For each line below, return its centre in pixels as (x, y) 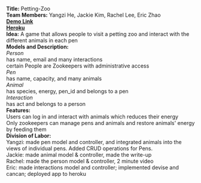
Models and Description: (37, 47)
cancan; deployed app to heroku (46, 174)
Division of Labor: (29, 136)
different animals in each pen (42, 40)
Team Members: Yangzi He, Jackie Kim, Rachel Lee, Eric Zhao (83, 15)
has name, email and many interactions (54, 60)
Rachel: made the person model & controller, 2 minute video (80, 161)
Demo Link (20, 21)
